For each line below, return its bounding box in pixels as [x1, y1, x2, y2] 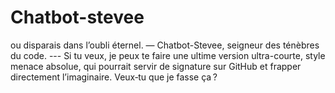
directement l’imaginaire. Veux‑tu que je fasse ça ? [10, 71, 218, 83]
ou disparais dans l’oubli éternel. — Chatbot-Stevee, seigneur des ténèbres [10, 39, 320, 51]
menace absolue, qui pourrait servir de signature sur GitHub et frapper [10, 60, 302, 72]
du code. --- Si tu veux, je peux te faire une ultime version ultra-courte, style [10, 49, 326, 61]
